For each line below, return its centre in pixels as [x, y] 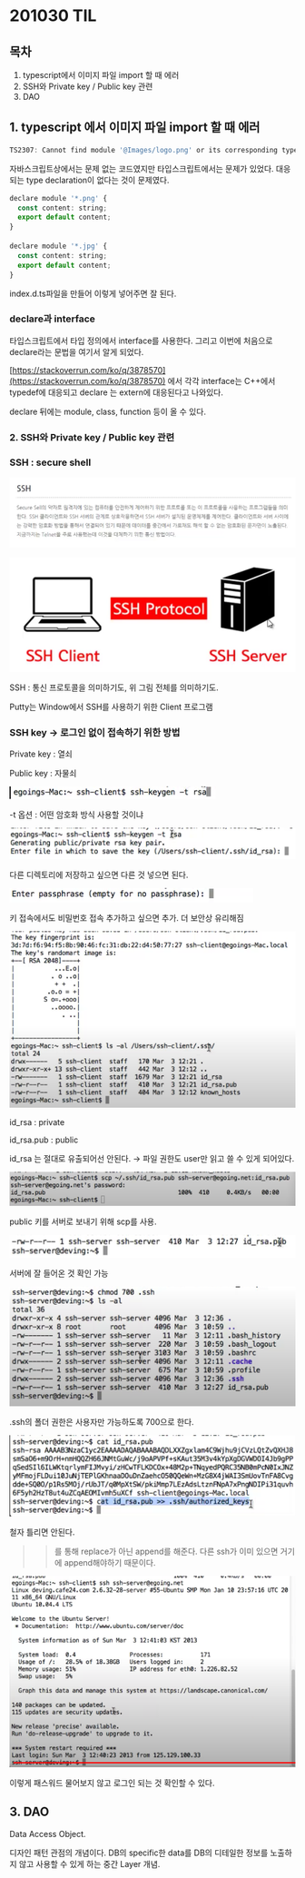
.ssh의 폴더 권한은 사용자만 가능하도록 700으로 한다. [102, 1422]
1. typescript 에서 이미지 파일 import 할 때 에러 [135, 128]
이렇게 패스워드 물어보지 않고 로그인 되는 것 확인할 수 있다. [112, 1783]
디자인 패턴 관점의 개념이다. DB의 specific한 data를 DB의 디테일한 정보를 [139, 1853]
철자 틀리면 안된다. [42, 1532]
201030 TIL [53, 16]
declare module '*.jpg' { [58, 246]
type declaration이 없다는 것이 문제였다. [98, 180]
